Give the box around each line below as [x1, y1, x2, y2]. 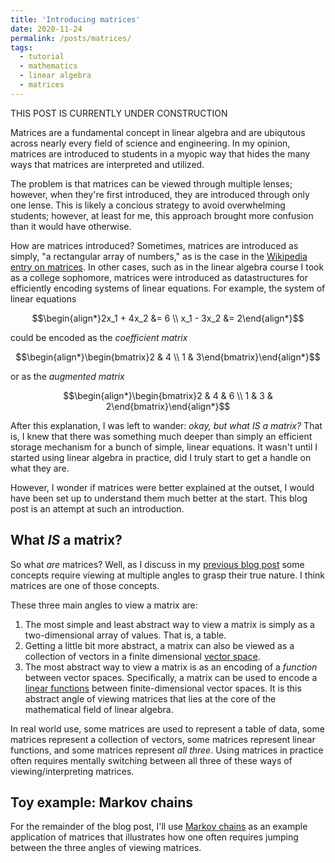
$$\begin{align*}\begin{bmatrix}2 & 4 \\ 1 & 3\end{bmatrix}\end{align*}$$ [15, 351, 321, 363]
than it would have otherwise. [10, 220, 132, 232]
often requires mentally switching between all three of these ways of [10, 754, 293, 766]
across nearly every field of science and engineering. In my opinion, [10, 137, 291, 149]
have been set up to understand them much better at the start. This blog [10, 492, 308, 504]
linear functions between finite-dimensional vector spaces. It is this [24, 682, 302, 694]
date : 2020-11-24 [10, 24, 83, 34]
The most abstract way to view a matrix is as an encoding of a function [24, 661, 318, 673]
